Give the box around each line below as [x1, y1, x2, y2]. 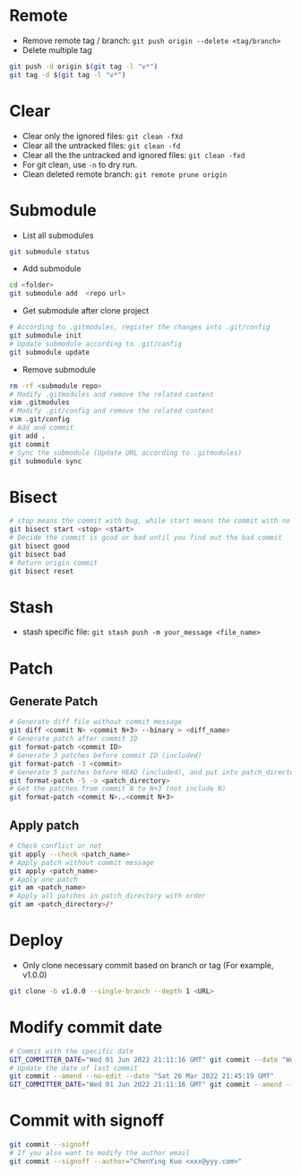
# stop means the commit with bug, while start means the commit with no [9, 517, 291, 526]
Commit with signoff [9, 1110, 164, 1131]
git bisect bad [9, 550, 66, 559]
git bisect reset [9, 567, 74, 576]
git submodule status [9, 247, 90, 256]
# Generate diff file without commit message [9, 718, 182, 727]
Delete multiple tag [21, 44, 92, 55]
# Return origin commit [9, 558, 99, 567]
